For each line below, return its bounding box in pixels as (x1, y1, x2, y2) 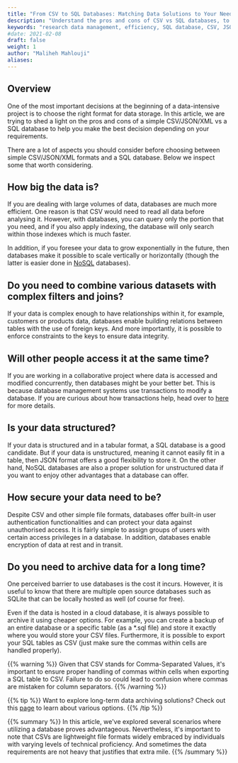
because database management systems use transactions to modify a (7, 386, 212, 394)
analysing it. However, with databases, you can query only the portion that (7, 215, 225, 223)
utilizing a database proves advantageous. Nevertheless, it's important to (7, 725, 221, 734)
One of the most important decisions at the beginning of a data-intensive (7, 101, 220, 110)
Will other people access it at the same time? (7, 352, 210, 364)
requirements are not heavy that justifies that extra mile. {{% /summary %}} (7, 747, 228, 756)
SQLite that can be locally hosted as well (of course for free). (7, 595, 186, 603)
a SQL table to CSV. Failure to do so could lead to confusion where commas (7, 675, 228, 684)
